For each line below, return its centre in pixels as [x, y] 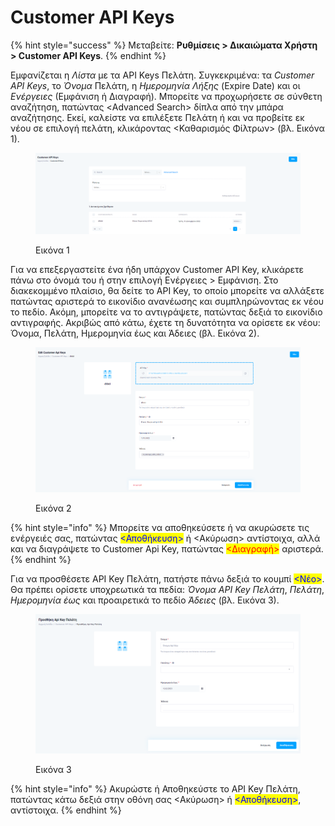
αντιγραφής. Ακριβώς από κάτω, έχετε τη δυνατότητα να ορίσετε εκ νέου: [165, 322]
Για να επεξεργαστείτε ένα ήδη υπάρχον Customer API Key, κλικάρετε [157, 269]
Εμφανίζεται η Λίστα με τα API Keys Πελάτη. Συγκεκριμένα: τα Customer [162, 75]
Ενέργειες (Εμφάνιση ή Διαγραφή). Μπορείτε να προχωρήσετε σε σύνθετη [166, 96]
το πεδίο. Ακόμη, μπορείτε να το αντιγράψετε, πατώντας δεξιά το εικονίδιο [166, 312]
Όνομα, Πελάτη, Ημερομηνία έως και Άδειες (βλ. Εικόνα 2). [135, 333]
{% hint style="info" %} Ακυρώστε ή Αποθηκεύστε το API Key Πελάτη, [155, 788]
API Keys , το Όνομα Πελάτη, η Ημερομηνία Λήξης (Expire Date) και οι [155, 85]
